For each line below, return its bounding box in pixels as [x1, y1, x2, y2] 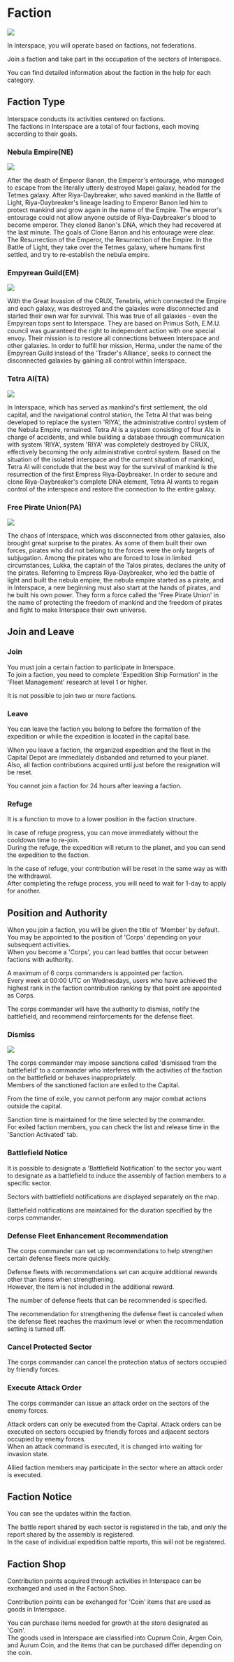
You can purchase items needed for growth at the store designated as [7, 1619, 208, 1627]
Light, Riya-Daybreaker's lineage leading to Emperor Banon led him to [7, 198, 208, 207]
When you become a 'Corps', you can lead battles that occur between [7, 948, 209, 956]
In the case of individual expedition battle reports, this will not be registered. [7, 1538, 226, 1546]
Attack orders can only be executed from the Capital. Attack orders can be [7, 1420, 221, 1428]
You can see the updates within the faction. [7, 1509, 132, 1518]
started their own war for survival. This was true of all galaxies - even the [7, 312, 218, 320]
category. [7, 76, 35, 84]
